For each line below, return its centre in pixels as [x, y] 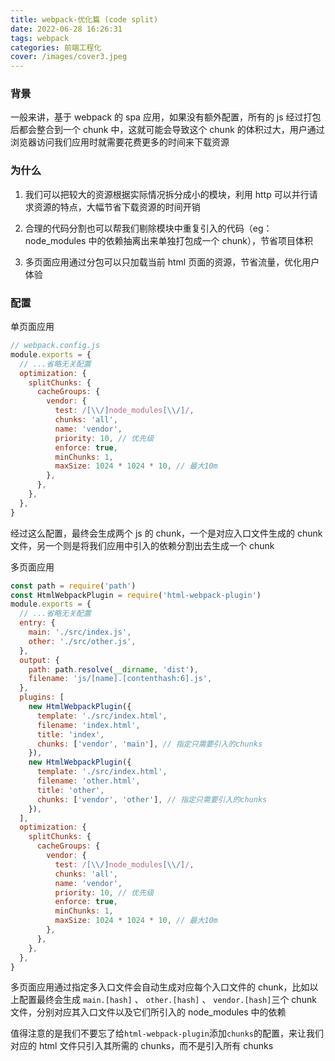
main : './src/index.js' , [80, 632]
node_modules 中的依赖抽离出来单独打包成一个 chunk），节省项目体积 [168, 240]
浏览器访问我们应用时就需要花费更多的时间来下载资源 [120, 142]
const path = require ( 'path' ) [73, 586]
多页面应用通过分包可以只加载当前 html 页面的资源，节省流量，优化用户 [172, 262]
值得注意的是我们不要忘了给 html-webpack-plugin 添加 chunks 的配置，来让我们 [167, 1033]
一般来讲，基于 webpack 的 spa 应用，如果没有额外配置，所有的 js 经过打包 [166, 117]
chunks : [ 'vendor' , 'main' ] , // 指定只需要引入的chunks [149, 744]
